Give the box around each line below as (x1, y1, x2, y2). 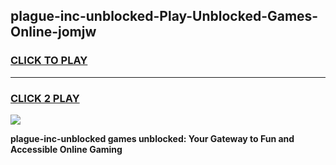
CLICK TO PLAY (10, 54, 88, 68)
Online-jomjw (10, 24, 97, 41)
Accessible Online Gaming (10, 143, 123, 155)
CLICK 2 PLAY (10, 91, 80, 105)
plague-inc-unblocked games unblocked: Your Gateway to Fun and (10, 132, 295, 144)
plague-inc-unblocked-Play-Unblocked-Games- (10, 8, 319, 25)
